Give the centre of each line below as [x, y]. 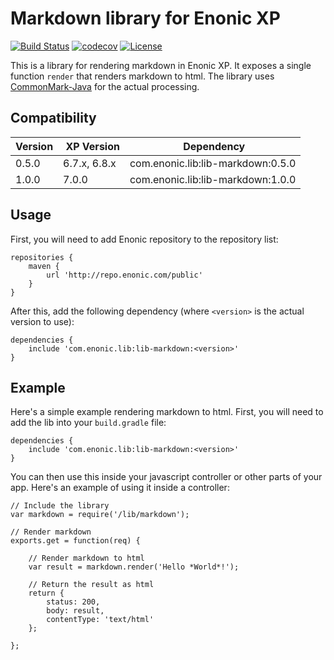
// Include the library [60, 506]
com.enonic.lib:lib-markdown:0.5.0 [213, 163]
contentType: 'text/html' [100, 620]
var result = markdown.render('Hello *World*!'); [134, 567]
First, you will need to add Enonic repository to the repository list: [144, 239]
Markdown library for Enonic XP [145, 18]
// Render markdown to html [86, 558]
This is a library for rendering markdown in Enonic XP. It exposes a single [161, 65]
